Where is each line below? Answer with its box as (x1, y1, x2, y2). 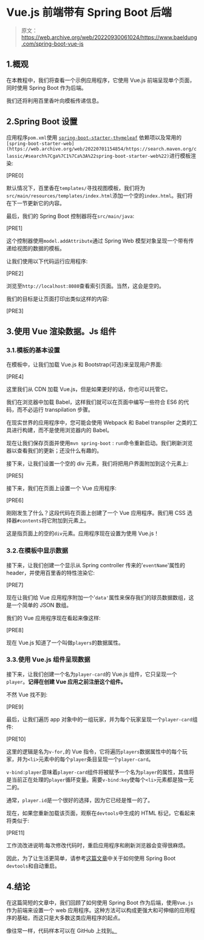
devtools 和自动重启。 (6, 862, 61, 869)
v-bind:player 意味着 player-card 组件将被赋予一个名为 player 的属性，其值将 (6, 768, 194, 775)
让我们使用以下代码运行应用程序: (6, 257, 88, 265)
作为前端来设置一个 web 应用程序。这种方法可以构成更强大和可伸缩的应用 (6, 906, 190, 914)
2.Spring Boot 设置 (6, 117, 78, 127)
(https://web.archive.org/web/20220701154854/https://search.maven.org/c (6, 146, 197, 152)
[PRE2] (6, 270, 24, 277)
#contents (17, 518, 42, 524)
